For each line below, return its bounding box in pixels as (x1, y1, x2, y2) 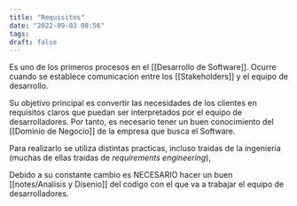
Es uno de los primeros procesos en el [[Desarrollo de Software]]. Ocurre (9, 62, 277, 72)
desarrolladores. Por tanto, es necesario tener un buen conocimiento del (9, 117, 274, 127)
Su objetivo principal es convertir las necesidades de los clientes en (9, 98, 257, 109)
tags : (9, 29, 29, 38)
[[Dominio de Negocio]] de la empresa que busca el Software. (9, 126, 236, 137)
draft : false (9, 37, 58, 47)
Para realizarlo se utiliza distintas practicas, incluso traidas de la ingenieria (9, 143, 281, 154)
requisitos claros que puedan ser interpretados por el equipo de (9, 107, 242, 118)
